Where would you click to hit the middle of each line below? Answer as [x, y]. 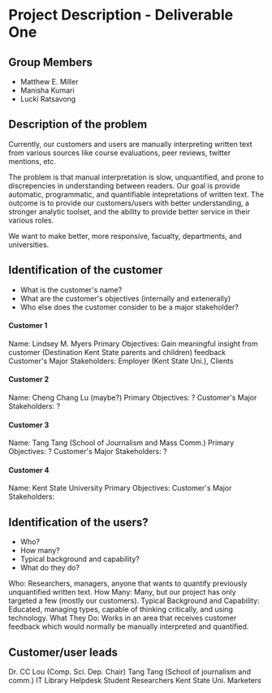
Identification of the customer [86, 270]
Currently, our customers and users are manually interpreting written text [131, 144]
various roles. [31, 220]
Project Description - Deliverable [121, 15]
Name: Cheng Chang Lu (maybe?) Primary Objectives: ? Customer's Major [133, 398]
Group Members [51, 62]
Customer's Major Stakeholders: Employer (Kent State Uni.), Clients [121, 361]
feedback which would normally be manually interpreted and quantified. [129, 626]
